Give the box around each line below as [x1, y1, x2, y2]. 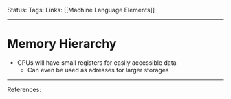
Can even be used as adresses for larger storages [27, 66, 169, 74]
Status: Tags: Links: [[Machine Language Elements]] [7, 6, 155, 14]
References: [7, 85, 41, 94]
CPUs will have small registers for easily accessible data [16, 58, 177, 67]
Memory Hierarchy [7, 36, 117, 52]
